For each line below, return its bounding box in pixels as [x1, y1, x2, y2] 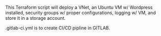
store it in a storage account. [5, 15, 66, 21]
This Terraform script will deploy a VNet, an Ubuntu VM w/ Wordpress [5, 5, 153, 10]
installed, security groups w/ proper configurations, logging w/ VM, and [5, 10, 156, 16]
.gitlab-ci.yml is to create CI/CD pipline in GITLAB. [5, 25, 110, 31]
